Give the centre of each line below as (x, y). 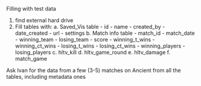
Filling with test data (31, 9)
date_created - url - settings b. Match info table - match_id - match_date (105, 33)
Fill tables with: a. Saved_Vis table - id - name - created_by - (90, 27)
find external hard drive (44, 20)
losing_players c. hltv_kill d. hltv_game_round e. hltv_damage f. (93, 52)
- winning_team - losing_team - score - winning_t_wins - (85, 39)
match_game (31, 59)
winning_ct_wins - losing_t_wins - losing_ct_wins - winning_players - (100, 46)
